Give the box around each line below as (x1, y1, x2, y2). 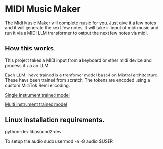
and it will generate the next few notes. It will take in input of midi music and (5, 25, 159, 30)
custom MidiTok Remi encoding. (5, 82, 70, 88)
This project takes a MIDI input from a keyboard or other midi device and (5, 57, 152, 63)
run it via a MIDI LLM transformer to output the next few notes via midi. (5, 30, 148, 36)
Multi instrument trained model (5, 101, 67, 107)
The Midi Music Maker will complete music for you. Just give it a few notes (5, 20, 156, 25)
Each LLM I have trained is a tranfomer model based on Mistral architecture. (5, 72, 159, 78)
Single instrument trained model (5, 92, 70, 98)
